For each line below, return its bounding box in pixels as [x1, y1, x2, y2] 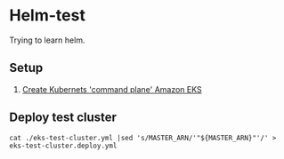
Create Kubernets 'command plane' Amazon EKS [21, 83, 202, 94]
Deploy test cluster [9, 110, 118, 125]
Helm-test [9, 5, 86, 26]
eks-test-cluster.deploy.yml [9, 141, 118, 150]
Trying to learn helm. [9, 35, 85, 45]
